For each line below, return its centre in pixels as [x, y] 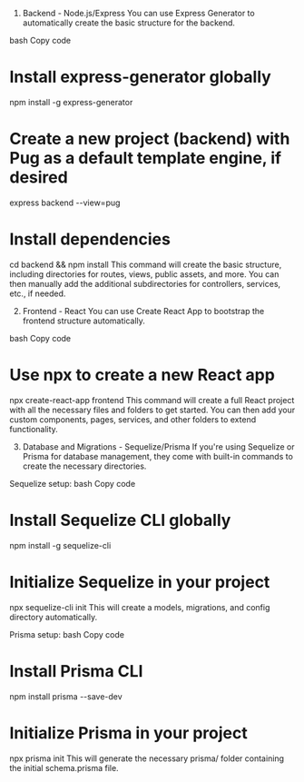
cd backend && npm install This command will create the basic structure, [146, 264]
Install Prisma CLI [76, 671]
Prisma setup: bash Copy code [67, 634]
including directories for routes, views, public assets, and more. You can [144, 274]
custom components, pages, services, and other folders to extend [133, 419]
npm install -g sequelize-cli [60, 545]
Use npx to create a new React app [142, 375]
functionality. [34, 429]
